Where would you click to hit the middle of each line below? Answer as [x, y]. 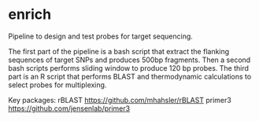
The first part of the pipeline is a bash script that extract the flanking [119, 51]
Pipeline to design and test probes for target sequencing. [100, 36]
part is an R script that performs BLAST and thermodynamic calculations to [130, 76]
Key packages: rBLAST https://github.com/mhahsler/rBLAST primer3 [120, 100]
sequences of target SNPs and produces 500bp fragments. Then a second [129, 60]
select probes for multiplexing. [57, 85]
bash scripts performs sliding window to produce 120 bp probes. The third [129, 68]
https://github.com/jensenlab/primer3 [69, 108]
